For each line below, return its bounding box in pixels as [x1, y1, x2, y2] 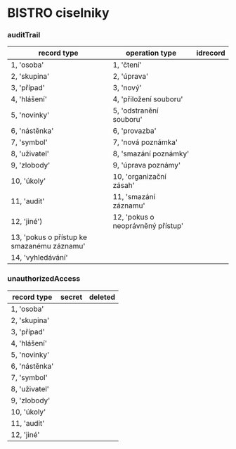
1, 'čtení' [112, 60, 142, 70]
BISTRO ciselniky [7, 5, 110, 21]
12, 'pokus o [112, 213, 155, 222]
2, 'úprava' [112, 72, 149, 82]
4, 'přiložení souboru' [112, 94, 183, 104]
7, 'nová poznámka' [112, 137, 178, 147]
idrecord [196, 48, 225, 58]
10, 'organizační [112, 172, 166, 182]
